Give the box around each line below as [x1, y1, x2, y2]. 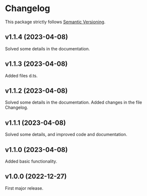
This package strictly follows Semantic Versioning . [5, 19, 105, 25]
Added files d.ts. [5, 73, 38, 78]
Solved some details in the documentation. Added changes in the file [5, 100, 142, 106]
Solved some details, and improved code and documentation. [5, 132, 127, 137]
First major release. [5, 185, 44, 191]
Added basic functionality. [5, 158, 57, 164]
